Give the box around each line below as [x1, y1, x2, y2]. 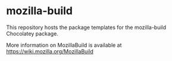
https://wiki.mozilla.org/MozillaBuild [6, 47, 94, 54]
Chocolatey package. [6, 30, 58, 37]
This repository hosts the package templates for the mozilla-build [6, 24, 167, 31]
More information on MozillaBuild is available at [6, 41, 122, 49]
